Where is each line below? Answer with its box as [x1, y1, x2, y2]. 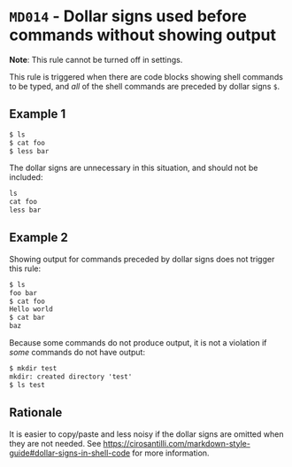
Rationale [9, 405, 63, 420]
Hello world [9, 305, 53, 314]
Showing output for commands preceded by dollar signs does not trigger [9, 253, 275, 264]
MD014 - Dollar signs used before [9, 6, 248, 27]
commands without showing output [9, 25, 277, 45]
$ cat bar [9, 313, 46, 323]
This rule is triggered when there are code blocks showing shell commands [9, 71, 283, 82]
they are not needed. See [9, 438, 102, 448]
